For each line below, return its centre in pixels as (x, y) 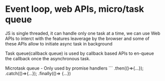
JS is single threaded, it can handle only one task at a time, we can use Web (83, 33)
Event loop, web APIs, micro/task (75, 9)
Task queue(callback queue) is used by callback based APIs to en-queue (80, 53)
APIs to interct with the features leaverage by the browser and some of (77, 39)
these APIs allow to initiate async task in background (59, 43)
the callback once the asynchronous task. (48, 58)
